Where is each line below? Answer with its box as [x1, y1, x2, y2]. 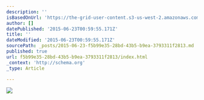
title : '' [6, 32, 32, 38]
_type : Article [6, 65, 45, 72]
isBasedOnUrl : [6, 15, 42, 21]
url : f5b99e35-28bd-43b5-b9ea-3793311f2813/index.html [6, 54, 148, 60]
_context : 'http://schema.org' [6, 59, 86, 65]
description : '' [6, 8, 47, 15]
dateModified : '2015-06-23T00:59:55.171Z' [6, 37, 115, 43]
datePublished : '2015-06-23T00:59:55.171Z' [6, 25, 118, 32]
